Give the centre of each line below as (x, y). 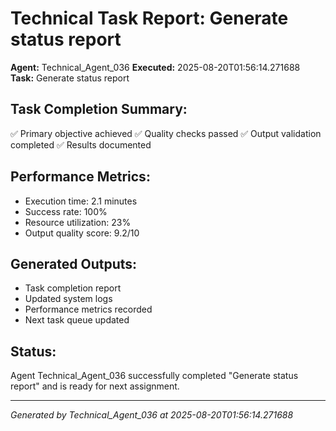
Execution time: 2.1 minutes (81, 201)
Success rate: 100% (66, 211)
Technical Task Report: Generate (149, 18)
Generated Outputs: (74, 263)
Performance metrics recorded (88, 309)
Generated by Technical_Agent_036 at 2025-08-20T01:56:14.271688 (152, 415)
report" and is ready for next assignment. (95, 386)
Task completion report (73, 288)
